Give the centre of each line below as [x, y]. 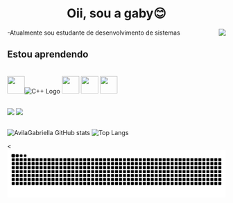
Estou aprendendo [48, 54]
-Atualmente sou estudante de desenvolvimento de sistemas [94, 33]
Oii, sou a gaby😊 [116, 14]
